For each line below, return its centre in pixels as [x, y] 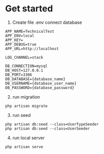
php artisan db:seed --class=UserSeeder [48, 128]
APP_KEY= [14, 40]
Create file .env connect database [47, 22]
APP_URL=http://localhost [32, 49]
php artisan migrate [27, 106]
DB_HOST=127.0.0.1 [24, 70]
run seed [21, 115]
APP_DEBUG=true [21, 44]
